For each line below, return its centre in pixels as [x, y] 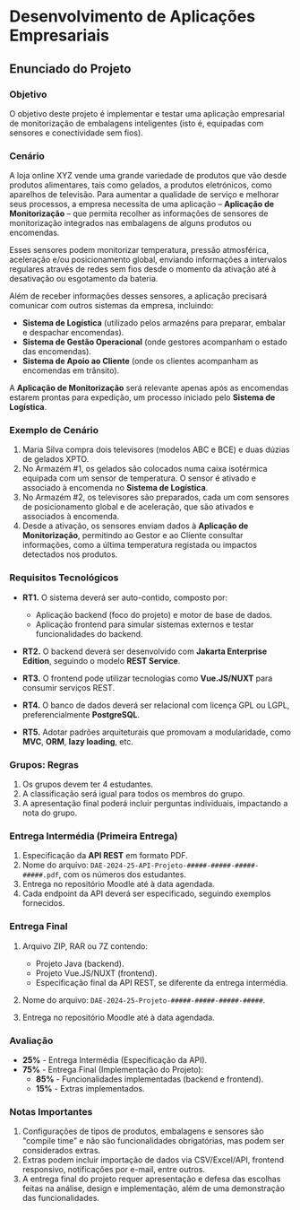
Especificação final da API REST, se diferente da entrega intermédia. [162, 982]
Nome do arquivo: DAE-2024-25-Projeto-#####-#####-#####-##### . [144, 1000]
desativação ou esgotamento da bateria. [84, 279]
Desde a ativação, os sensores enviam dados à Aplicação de [135, 526]
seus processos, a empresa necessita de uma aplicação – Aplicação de [142, 205]
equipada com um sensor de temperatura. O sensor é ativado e [139, 478]
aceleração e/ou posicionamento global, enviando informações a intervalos [148, 260]
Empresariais [60, 35]
